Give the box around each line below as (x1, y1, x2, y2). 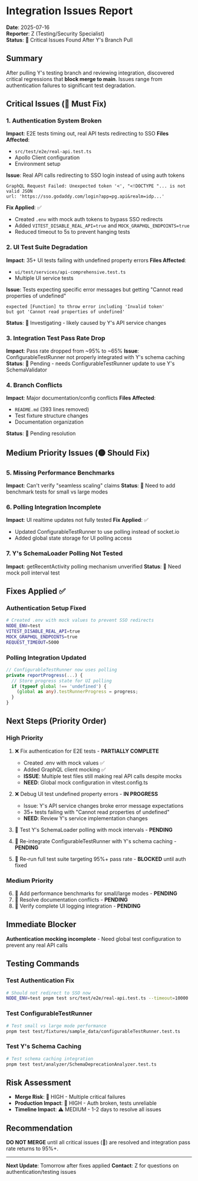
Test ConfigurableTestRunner (6, 1009, 93, 1018)
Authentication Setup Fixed (6, 604, 87, 612)
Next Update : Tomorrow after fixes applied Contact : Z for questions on (6, 1162, 179, 1169)
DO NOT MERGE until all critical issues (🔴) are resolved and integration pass (6, 1139, 190, 1146)
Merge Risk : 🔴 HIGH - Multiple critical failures (14, 1093, 126, 1101)
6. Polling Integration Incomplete (6, 503, 101, 511)
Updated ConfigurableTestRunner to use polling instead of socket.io (14, 528, 180, 535)
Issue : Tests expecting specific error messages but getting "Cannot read (6, 286, 183, 293)
